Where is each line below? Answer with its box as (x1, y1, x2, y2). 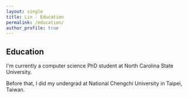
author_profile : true (6, 25, 59, 31)
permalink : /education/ (6, 19, 64, 25)
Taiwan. (6, 86, 25, 93)
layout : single (6, 8, 43, 15)
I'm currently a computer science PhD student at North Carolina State (6, 62, 174, 69)
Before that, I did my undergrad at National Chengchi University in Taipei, (6, 80, 183, 87)
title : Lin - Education (6, 14, 64, 20)
